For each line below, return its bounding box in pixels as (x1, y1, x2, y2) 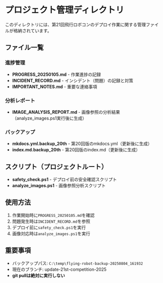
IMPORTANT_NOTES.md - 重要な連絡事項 (12, 84, 98, 90)
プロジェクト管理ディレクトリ (5, 4, 124, 16)
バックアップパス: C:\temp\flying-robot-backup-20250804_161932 (12, 260, 143, 266)
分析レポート (5, 97, 36, 104)
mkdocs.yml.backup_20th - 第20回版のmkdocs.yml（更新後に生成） (12, 141, 152, 147)
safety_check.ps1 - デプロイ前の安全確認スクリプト (12, 177, 117, 183)
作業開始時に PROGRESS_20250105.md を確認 (12, 212, 95, 218)
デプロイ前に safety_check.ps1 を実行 (12, 224, 86, 230)
